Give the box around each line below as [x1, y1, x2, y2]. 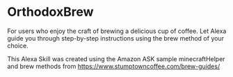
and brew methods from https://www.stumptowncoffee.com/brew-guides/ [7, 62, 220, 70]
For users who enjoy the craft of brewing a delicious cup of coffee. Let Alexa [7, 27, 227, 35]
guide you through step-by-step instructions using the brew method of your [7, 34, 225, 42]
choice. [7, 41, 29, 49]
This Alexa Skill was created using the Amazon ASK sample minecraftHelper [7, 54, 225, 63]
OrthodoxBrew [7, 4, 94, 20]
